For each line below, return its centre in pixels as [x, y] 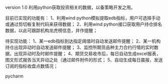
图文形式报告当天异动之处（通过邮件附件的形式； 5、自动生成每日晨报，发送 [84, 60]
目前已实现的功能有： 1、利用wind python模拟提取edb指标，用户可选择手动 [83, 18]
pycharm [14, 76]
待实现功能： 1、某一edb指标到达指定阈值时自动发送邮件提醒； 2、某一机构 [83, 41]
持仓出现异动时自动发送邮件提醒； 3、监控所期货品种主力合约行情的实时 [80, 47]
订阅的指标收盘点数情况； [32, 66]
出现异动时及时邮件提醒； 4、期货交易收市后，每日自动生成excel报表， [87, 53]
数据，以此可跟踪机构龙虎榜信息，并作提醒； [51, 30]
